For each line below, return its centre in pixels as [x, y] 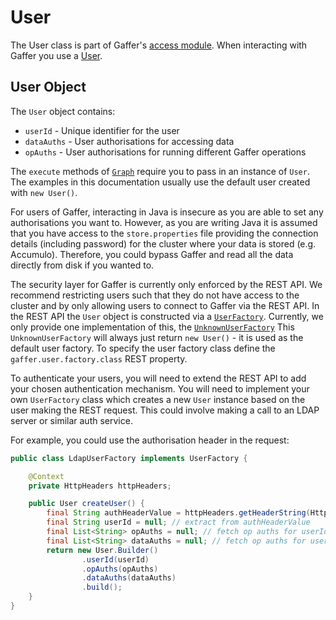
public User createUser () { [86, 504]
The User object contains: [63, 111]
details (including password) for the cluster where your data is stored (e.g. [163, 243]
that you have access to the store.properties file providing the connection [164, 233]
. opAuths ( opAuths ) [120, 569]
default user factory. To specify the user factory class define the [143, 348]
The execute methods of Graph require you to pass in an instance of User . [160, 171]
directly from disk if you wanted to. [82, 265]
